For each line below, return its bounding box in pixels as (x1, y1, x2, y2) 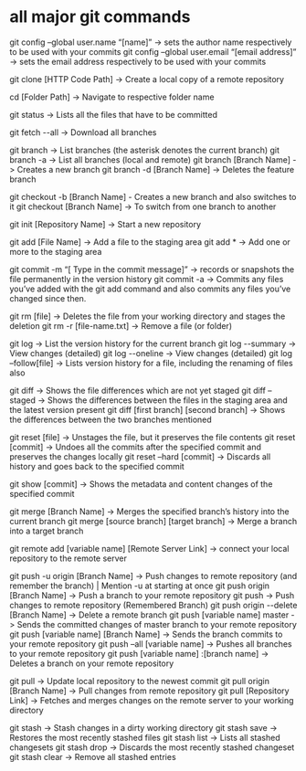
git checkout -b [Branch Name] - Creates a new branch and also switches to (9, 191, 297, 202)
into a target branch (9, 525, 84, 536)
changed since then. (9, 292, 87, 303)
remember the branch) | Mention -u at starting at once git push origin (9, 580, 270, 591)
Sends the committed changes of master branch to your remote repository (16, 618, 297, 629)
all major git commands (9, 6, 191, 27)
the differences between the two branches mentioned (9, 414, 212, 425)
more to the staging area (9, 246, 102, 257)
